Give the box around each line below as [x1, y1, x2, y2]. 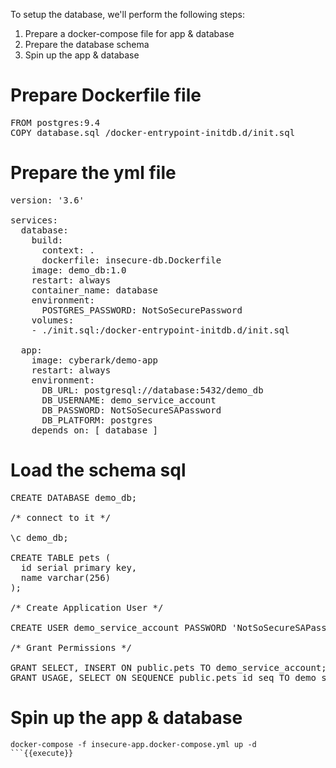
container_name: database [31, 284, 159, 296]
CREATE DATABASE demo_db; [10, 492, 138, 503]
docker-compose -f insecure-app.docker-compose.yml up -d [10, 739, 257, 749]
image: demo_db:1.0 [31, 264, 127, 276]
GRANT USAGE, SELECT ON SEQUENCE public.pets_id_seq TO [10, 672, 290, 683]
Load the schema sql [10, 459, 187, 482]
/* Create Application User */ [10, 602, 164, 613]
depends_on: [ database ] [31, 424, 159, 436]
